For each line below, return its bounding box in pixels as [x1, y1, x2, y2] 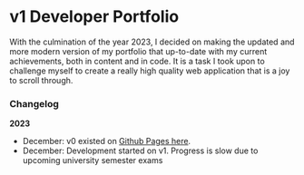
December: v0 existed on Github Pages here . [22, 136, 191, 147]
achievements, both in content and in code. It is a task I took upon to [9, 55, 265, 66]
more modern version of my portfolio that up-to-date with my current [9, 45, 268, 56]
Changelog [9, 97, 59, 110]
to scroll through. [9, 74, 74, 85]
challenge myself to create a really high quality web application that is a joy [9, 65, 290, 76]
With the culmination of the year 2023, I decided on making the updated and [9, 36, 295, 47]
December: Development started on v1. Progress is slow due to [22, 145, 259, 156]
